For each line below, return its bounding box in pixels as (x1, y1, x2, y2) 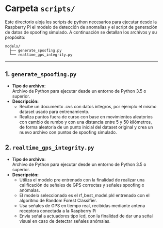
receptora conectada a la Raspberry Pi (19, 208, 97, 213)
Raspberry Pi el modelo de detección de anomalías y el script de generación (5, 24, 158, 30)
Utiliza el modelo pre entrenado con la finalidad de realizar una (19, 177, 145, 182)
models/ (5, 44, 21, 49)
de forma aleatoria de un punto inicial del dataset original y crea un (19, 124, 153, 130)
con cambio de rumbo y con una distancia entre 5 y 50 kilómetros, (19, 119, 152, 125)
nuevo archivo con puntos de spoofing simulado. (19, 129, 117, 135)
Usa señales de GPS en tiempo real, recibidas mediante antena (19, 202, 146, 209)
